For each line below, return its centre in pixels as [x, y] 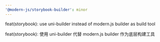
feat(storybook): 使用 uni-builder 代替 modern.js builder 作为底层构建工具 [80, 34]
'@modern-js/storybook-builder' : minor [46, 10]
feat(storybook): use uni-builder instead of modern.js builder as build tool [80, 24]
